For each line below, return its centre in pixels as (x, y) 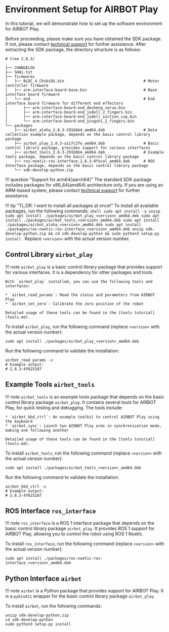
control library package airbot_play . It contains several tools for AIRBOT (81, 402)
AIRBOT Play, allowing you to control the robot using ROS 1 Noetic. (74, 534)
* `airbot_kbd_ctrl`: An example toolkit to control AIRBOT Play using (82, 417)
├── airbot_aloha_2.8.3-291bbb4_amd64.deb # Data (86, 130)
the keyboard (19, 421)
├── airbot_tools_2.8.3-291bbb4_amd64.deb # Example (89, 152)
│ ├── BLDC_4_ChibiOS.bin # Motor (82, 81)
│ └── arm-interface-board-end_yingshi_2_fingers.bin (70, 121)
